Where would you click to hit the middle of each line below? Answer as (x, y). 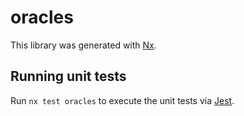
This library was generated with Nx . (83, 45)
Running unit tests (68, 76)
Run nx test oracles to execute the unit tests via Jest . (122, 100)
